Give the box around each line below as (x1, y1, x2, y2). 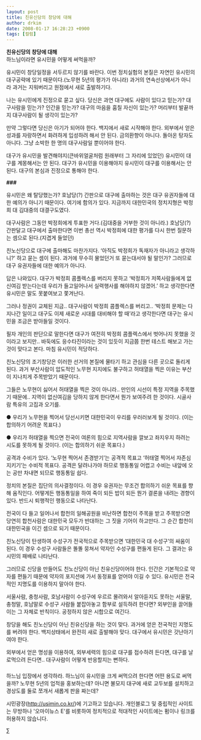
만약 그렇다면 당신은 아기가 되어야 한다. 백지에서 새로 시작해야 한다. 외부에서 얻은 (6, 124, 195, 132)
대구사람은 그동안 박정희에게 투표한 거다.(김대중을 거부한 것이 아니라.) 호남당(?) (6, 219, 191, 226)
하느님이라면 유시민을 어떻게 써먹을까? (6, 56, 96, 63)
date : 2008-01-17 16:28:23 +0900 (6, 25, 90, 32)
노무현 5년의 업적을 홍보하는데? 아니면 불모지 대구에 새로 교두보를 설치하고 (20, 680, 194, 687)
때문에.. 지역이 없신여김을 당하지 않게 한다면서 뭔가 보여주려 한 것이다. (12, 393, 176, 401)
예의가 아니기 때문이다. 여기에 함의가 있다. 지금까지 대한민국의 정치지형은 (12, 199, 182, 206)
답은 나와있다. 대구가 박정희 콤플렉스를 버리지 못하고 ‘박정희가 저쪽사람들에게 (6, 274, 186, 282)
